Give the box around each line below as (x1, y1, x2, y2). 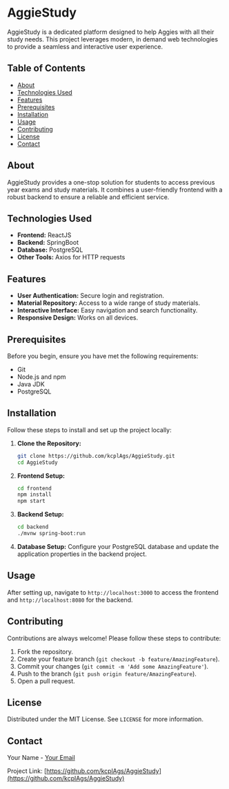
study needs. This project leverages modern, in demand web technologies (7, 35, 219, 43)
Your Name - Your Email (7, 754, 76, 762)
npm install (17, 491, 52, 499)
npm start (17, 498, 46, 505)
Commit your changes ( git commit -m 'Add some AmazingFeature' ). (17, 662, 209, 670)
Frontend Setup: (17, 472, 66, 480)
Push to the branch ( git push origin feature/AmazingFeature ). (17, 669, 197, 678)
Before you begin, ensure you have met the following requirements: (7, 352, 199, 360)
